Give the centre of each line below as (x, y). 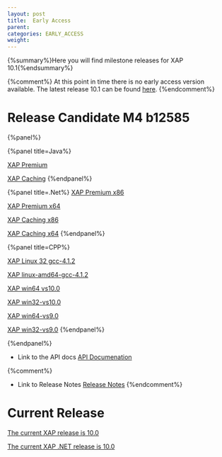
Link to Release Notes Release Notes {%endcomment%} (100, 385)
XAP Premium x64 (34, 206)
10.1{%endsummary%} (40, 68)
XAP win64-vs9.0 (33, 316)
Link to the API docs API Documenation (75, 357)
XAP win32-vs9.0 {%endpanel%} (56, 329)
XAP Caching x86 (33, 220)
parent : (19, 27)
